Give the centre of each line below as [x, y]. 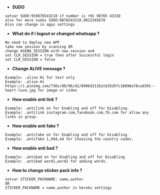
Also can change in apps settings [40, 24]
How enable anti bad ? [35, 148]
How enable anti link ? [35, 99]
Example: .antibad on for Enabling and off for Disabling [65, 157]
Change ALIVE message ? [39, 68]
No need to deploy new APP [32, 42]
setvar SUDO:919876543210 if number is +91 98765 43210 [63, 16]
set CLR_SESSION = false [30, 59]
